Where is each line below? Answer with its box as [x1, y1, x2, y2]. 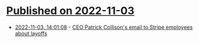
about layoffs [14, 29, 48, 37]
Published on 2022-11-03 [6, 4, 134, 18]
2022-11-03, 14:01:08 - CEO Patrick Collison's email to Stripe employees [14, 24, 193, 31]
